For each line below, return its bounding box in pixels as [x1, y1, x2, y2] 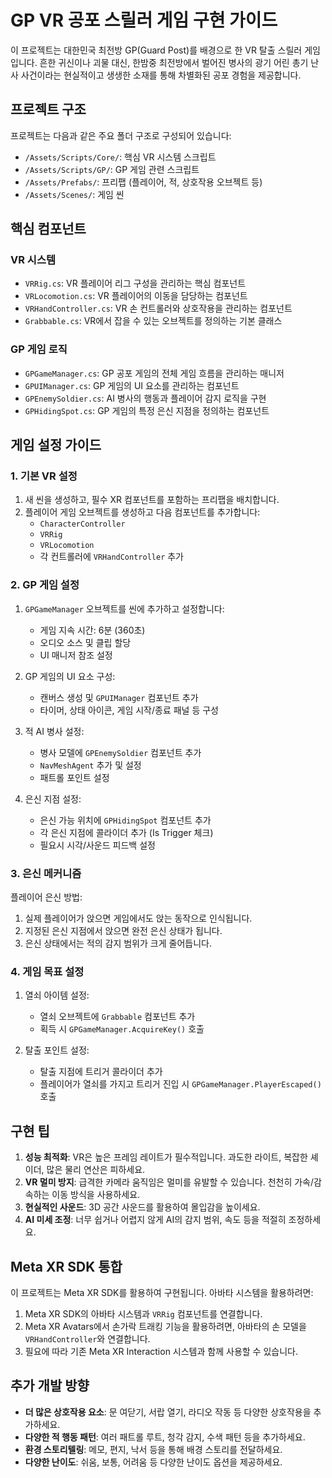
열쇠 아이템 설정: [24, 989, 90, 1001]
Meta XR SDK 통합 [10, 1258, 123, 1275]
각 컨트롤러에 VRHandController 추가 [39, 551, 184, 563]
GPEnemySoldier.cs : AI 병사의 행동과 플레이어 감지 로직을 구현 [24, 392, 267, 404]
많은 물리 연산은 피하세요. [46, 1164, 146, 1176]
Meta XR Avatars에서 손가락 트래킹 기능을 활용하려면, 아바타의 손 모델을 [24, 1320, 307, 1332]
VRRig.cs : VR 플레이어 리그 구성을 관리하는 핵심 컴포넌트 [24, 277, 247, 290]
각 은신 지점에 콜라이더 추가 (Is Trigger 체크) [39, 826, 214, 838]
